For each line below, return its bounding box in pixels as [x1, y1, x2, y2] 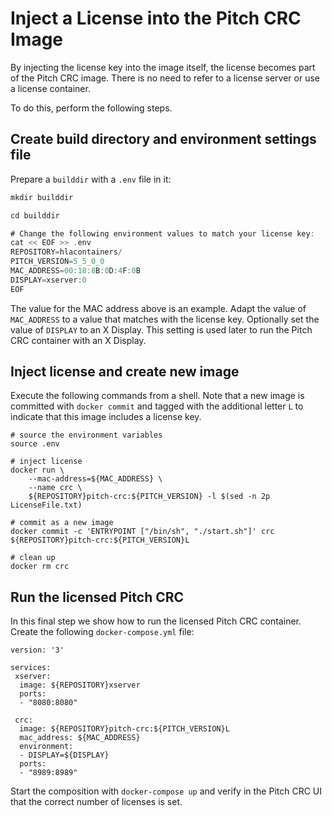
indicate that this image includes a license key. [10, 411, 202, 423]
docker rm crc [10, 562, 70, 572]
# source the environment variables [10, 430, 163, 441]
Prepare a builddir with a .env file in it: [10, 173, 172, 185]
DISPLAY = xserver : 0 [10, 275, 87, 285]
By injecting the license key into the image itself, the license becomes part [10, 61, 316, 73]
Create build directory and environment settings [10, 131, 317, 148]
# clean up [10, 553, 56, 563]
